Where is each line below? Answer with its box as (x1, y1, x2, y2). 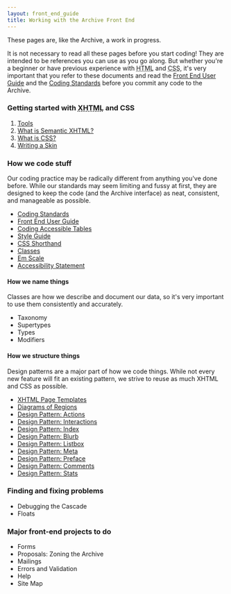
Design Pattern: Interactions (17, 417, 98, 425)
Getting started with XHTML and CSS (7, 103, 135, 113)
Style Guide (17, 232, 51, 240)
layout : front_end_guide (7, 10, 79, 17)
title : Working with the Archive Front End (7, 17, 135, 24)
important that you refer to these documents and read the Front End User (7, 71, 216, 80)
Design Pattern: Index (17, 425, 80, 433)
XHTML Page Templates (17, 395, 87, 403)
